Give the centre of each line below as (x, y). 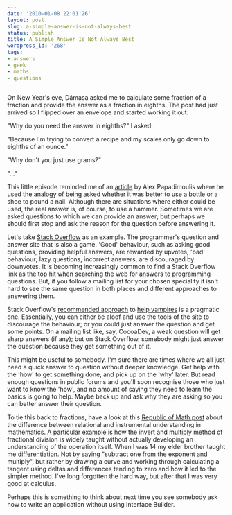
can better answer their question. (55, 404)
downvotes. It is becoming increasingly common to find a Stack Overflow (111, 267)
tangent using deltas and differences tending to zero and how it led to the (112, 469)
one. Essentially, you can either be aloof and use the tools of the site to (108, 317)
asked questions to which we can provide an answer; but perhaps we (106, 216)
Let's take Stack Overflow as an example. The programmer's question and (113, 237)
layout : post (26, 20)
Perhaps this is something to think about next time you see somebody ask (113, 497)
